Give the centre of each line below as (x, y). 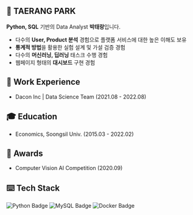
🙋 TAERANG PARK (41, 11)
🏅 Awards (25, 153)
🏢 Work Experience (43, 82)
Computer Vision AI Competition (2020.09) (69, 168)
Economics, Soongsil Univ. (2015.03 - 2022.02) (74, 134)
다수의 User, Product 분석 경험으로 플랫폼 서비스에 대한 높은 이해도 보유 (101, 40)
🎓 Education (32, 117)
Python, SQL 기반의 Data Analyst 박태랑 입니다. (63, 26)
